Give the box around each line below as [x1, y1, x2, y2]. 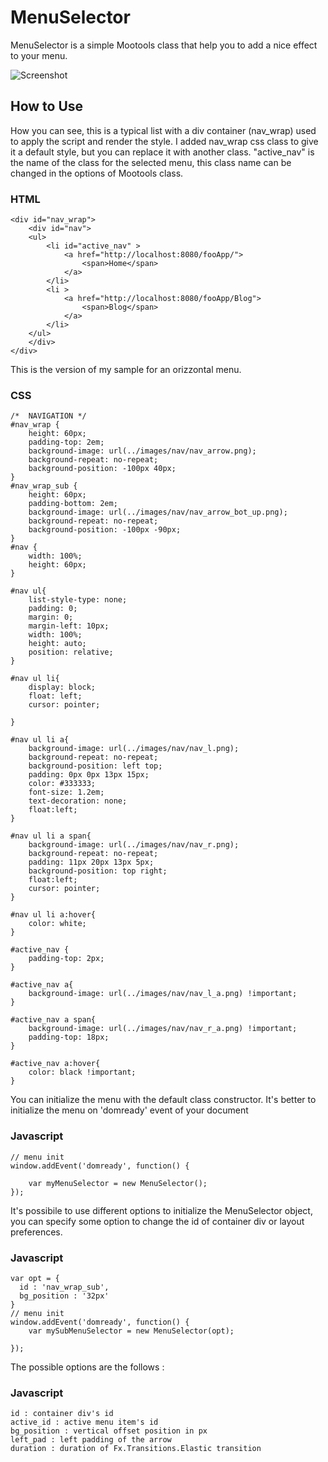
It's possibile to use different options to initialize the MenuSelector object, [10, 1204, 313, 1216]
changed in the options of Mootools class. [10, 167, 184, 179]
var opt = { [10, 1273, 60, 1283]
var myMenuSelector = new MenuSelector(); [28, 1178, 208, 1188]
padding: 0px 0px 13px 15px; [28, 770, 150, 780]
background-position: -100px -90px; [28, 525, 182, 535]
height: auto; [28, 639, 87, 649]
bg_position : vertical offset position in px [10, 1426, 208, 1436]
